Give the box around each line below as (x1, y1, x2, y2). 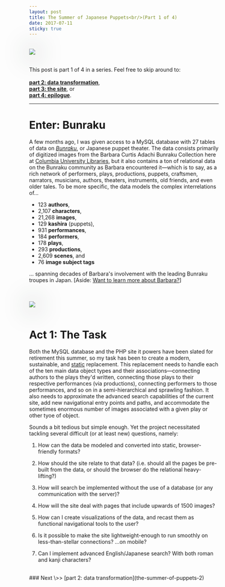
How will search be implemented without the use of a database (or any (37, 484, 214, 491)
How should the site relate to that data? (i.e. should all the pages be (37, 459, 205, 467)
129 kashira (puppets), (37, 220, 95, 227)
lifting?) (37, 473, 57, 480)
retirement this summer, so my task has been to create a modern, (29, 354, 191, 361)
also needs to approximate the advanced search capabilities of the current (29, 393, 214, 400)
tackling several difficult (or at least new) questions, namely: (29, 430, 179, 437)
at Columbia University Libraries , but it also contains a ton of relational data (29, 158, 215, 165)
